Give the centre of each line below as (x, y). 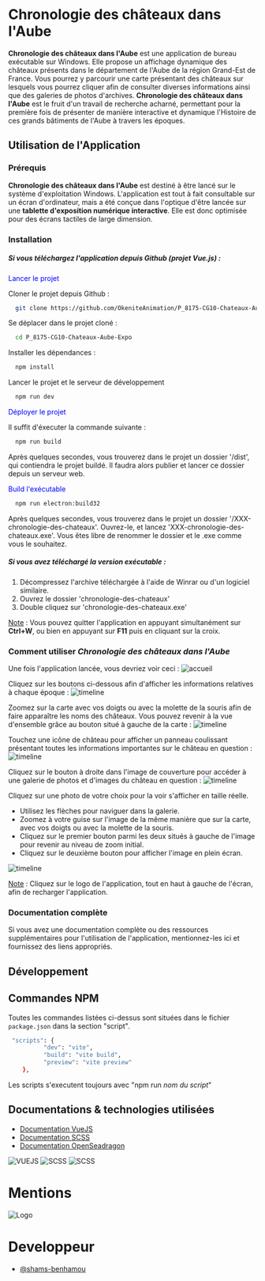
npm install (35, 367)
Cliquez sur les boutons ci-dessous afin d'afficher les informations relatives (131, 684)
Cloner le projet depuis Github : (59, 294)
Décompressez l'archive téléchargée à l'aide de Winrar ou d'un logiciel (134, 582)
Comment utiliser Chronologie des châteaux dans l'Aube (119, 651)
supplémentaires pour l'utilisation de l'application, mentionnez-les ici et (124, 938)
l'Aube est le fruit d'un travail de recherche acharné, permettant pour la (124, 104)
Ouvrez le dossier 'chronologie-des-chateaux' (95, 598)
